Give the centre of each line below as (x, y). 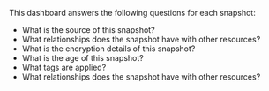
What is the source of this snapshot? (89, 30)
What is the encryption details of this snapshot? (108, 49)
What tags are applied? (64, 67)
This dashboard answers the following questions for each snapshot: (132, 13)
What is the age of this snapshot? (82, 58)
